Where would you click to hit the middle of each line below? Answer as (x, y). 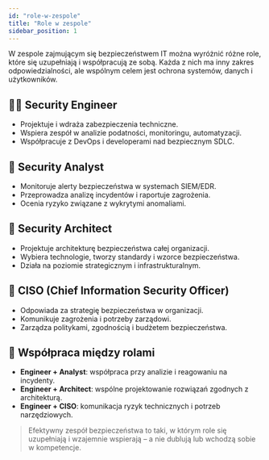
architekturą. (41, 398)
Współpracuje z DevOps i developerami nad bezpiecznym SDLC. (127, 141)
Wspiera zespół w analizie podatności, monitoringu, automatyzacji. (131, 133)
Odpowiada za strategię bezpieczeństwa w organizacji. (112, 310)
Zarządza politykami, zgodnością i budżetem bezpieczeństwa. (124, 327)
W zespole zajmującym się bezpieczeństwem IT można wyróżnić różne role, (135, 54)
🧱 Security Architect (60, 229)
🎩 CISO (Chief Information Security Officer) (119, 291)
